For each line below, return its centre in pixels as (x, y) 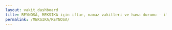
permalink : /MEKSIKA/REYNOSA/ (38, 19)
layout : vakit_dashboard (32, 10)
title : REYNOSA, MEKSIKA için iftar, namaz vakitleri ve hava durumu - (83, 15)
